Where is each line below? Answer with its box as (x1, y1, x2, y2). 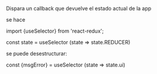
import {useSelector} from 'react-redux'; (6, 27, 104, 34)
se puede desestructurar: (6, 50, 67, 57)
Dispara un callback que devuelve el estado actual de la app (6, 5, 152, 12)
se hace (6, 16, 25, 23)
